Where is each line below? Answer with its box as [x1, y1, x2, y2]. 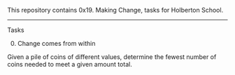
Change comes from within [17, 40, 96, 47]
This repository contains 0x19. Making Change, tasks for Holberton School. [7, 6, 224, 14]
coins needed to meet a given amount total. [7, 60, 133, 68]
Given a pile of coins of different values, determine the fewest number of [7, 53, 217, 61]
